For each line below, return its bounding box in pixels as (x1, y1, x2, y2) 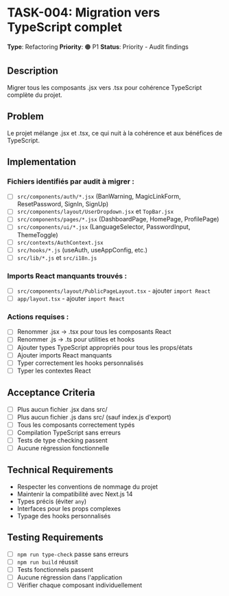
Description (7, 65, 58, 77)
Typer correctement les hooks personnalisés (16, 359, 144, 367)
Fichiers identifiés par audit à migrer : (7, 177, 135, 186)
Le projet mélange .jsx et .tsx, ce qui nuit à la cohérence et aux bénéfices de (7, 129, 223, 137)
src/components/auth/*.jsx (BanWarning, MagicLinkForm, (16, 192, 181, 201)
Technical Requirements (7, 464, 114, 476)
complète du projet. (7, 91, 63, 99)
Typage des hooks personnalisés (16, 511, 111, 520)
